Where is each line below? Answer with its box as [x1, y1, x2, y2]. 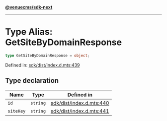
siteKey [7, 108, 26, 114]
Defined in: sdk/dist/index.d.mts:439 [5, 62, 80, 68]
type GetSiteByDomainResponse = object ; [5, 53, 90, 58]
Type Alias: [5, 26, 53, 38]
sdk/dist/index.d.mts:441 [50, 108, 109, 115]
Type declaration [5, 76, 59, 85]
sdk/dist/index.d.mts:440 [50, 99, 109, 106]
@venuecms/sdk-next [5, 4, 53, 10]
